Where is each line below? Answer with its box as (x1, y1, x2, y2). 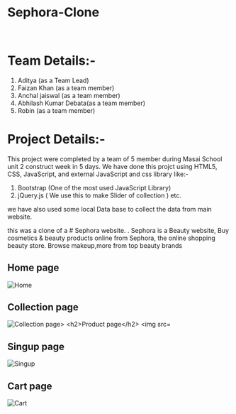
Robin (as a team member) (17, 106, 96, 114)
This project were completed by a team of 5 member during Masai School (7, 154, 223, 163)
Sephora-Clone (7, 4, 100, 21)
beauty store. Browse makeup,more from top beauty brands (7, 241, 183, 249)
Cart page (7, 380, 52, 392)
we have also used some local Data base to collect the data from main (7, 205, 213, 213)
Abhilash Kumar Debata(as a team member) (17, 99, 146, 107)
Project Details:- (7, 131, 106, 148)
